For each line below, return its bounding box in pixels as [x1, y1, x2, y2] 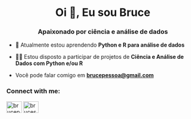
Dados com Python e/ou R [15, 60, 83, 67]
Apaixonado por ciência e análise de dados [37, 28, 168, 36]
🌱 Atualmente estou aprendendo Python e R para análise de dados [15, 41, 185, 48]
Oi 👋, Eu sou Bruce [55, 6, 151, 20]
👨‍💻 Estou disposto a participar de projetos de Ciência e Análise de [15, 53, 184, 61]
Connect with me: [6, 87, 61, 96]
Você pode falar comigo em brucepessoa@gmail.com [15, 72, 154, 79]
